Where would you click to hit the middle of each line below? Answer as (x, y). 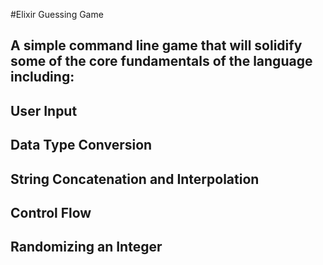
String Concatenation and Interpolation (135, 179)
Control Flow (51, 212)
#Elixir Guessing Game (57, 14)
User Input (44, 110)
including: (42, 77)
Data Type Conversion (81, 145)
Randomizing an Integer (86, 247)
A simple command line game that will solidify (156, 45)
